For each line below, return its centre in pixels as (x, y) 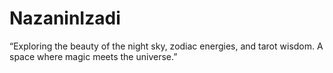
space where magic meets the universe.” (93, 56)
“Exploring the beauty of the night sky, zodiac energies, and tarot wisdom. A (166, 46)
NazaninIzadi (65, 18)
